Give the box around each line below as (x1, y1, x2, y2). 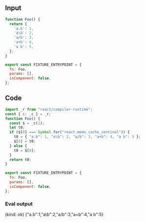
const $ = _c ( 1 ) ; (9, 121, 45, 125)
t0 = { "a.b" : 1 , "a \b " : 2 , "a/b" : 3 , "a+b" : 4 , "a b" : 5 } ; (14, 134, 141, 139)
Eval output (5, 200, 33, 207)
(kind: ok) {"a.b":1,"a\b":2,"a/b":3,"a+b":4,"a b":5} (5, 211, 104, 217)
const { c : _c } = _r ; (5, 111, 51, 117)
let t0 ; (9, 125, 25, 130)
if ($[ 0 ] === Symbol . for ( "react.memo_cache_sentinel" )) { (9, 130, 130, 135)
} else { (9, 143, 27, 148)
